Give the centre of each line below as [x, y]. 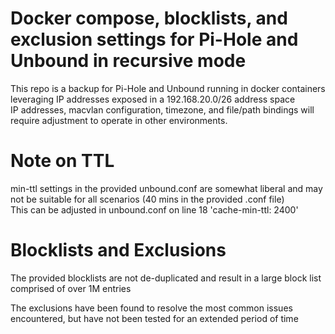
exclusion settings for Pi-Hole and [154, 39]
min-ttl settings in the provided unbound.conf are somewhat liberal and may [166, 188]
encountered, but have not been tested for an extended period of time [154, 318]
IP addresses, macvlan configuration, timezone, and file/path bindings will [162, 109]
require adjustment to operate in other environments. [119, 120]
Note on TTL [62, 161]
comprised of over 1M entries [71, 288]
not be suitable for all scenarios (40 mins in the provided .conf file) [147, 199]
